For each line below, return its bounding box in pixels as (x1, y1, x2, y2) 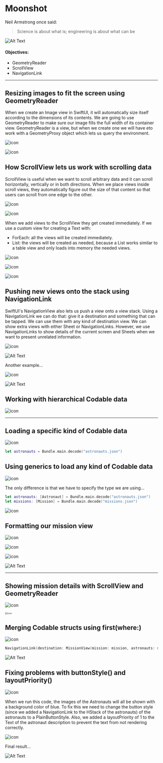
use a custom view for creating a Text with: (5, 225, 91, 231)
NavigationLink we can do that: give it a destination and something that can (5, 313, 156, 319)
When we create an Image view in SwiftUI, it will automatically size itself (5, 109, 149, 115)
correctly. (5, 725, 24, 730)
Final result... (5, 744, 31, 749)
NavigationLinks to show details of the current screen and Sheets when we (5, 328, 155, 334)
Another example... (5, 362, 43, 368)
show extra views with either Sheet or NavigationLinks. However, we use (5, 324, 150, 329)
